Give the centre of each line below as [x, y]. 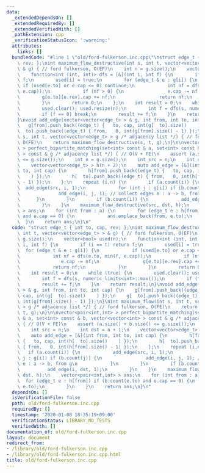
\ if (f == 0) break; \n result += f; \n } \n [96, 114]
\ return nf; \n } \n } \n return [106, 267]
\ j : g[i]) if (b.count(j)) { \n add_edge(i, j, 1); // [110, 358]
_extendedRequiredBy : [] [43, 23]
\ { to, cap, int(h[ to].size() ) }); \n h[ [91, 341]
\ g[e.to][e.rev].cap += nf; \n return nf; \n [105, 97]
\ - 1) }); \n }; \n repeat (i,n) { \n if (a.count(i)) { [106, 182]
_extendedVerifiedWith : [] [46, 29]
